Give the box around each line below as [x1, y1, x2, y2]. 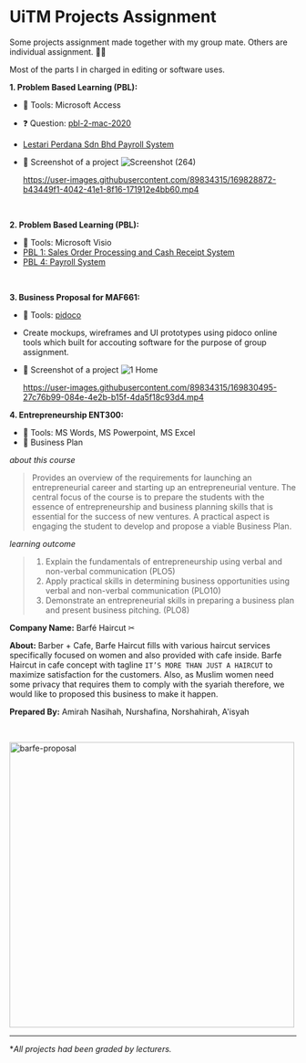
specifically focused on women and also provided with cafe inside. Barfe [9, 649, 282, 660]
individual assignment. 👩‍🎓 [9, 46, 107, 57]
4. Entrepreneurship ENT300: [9, 409, 125, 420]
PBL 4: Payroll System [22, 256, 107, 267]
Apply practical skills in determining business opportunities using [45, 575, 290, 586]
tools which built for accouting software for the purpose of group [22, 336, 267, 348]
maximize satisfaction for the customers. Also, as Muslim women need [9, 668, 275, 679]
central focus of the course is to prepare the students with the [31, 491, 265, 502]
